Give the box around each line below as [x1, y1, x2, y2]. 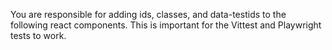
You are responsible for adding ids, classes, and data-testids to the [10, 9, 287, 20]
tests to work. [10, 30, 67, 41]
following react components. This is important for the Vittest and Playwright [10, 19, 322, 31]
